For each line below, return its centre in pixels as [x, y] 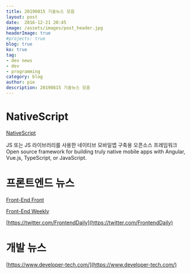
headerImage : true [28, 33]
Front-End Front [25, 200]
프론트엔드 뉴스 [40, 183]
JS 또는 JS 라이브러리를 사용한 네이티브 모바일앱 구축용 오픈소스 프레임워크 [92, 145]
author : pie [20, 83]
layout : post [22, 17]
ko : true [17, 50]
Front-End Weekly [28, 211]
